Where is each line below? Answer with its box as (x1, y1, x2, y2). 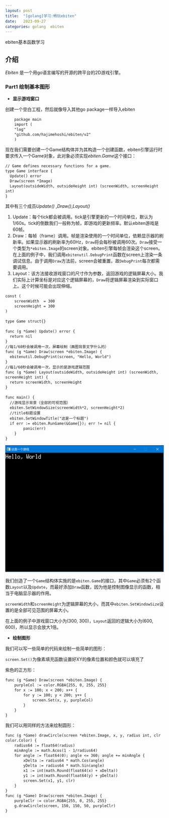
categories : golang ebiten (5, 24, 64, 29)
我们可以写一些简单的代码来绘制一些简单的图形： (5, 645, 107, 651)
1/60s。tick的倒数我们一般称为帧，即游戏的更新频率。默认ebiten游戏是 (12, 220, 159, 226)
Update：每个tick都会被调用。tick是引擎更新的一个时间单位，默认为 (12, 214, 153, 220)
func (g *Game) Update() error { (5, 329, 75, 334)
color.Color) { (5, 738, 37, 743)
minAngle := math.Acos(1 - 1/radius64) (14, 748, 98, 753)
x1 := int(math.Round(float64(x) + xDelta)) (23, 768, 118, 773)
